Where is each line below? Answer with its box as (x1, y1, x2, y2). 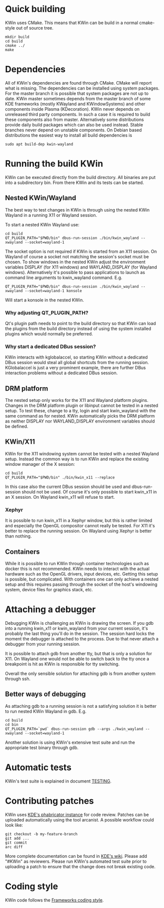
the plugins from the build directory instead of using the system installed (5, 326, 152, 332)
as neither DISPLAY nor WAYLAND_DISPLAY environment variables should (5, 418, 155, 424)
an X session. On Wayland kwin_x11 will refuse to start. (5, 494, 115, 500)
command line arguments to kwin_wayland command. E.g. (5, 274, 122, 280)
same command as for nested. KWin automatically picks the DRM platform (5, 413, 155, 419)
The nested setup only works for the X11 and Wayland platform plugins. (5, 397, 148, 403)
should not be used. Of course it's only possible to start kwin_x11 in (22, 488, 157, 495)
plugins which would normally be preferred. (5, 331, 93, 336)
